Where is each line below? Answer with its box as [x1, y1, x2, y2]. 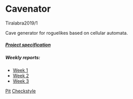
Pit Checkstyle [5, 88, 36, 94]
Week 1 [12, 67, 28, 73]
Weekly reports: [5, 54, 40, 60]
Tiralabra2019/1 [5, 20, 38, 26]
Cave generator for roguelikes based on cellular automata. [5, 30, 128, 36]
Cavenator [5, 3, 51, 15]
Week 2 [12, 72, 29, 79]
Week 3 [12, 78, 29, 84]
